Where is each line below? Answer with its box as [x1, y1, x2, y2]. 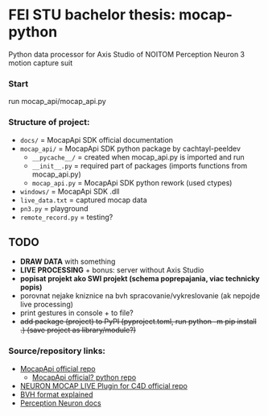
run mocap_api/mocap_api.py [8, 97, 106, 106]
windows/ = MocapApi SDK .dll [19, 186, 120, 196]
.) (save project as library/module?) [19, 325, 137, 335]
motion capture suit [8, 58, 73, 68]
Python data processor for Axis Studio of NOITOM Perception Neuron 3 [8, 49, 245, 59]
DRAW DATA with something [19, 256, 116, 267]
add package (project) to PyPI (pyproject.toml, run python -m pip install [19, 317, 258, 327]
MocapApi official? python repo [31, 372, 137, 382]
